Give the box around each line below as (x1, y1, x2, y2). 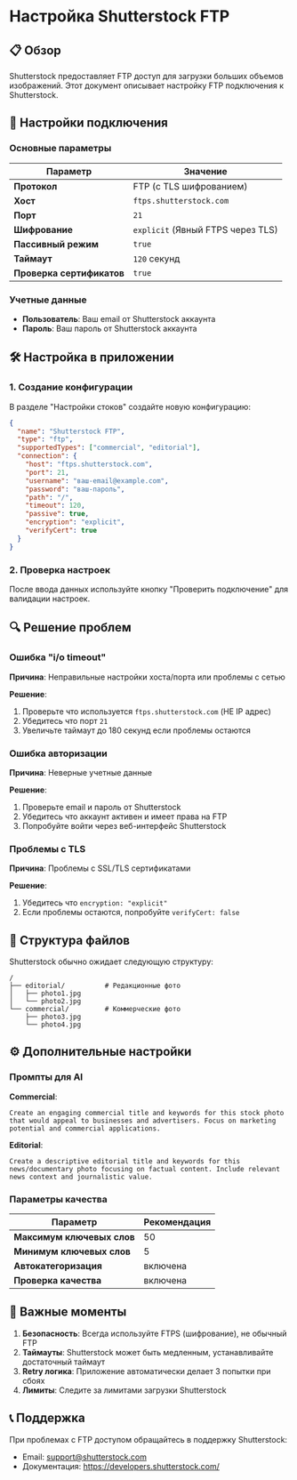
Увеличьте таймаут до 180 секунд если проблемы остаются (21, 725, 252, 736)
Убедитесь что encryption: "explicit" (21, 897, 168, 908)
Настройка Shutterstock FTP (9, 6, 230, 27)
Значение (183, 165, 229, 177)
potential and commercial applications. (9, 1123, 162, 1133)
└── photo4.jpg (25, 1020, 82, 1029)
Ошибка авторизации (9, 747, 108, 760)
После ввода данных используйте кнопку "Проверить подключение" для (9, 583, 289, 594)
